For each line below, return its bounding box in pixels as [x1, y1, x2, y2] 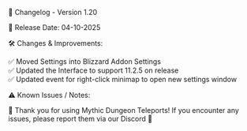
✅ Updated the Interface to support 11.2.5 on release [8, 65, 179, 75]
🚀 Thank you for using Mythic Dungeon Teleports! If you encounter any [8, 106, 239, 114]
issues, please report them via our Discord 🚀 [8, 114, 152, 123]
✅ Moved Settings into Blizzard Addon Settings [8, 57, 162, 66]
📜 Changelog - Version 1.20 [8, 8, 98, 17]
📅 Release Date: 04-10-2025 [8, 23, 101, 32]
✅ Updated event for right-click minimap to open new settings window [8, 75, 238, 84]
